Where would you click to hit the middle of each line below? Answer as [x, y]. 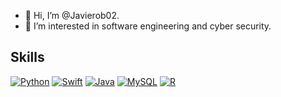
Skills [27, 57]
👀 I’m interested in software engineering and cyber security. [148, 26]
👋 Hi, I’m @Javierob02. [72, 15]
